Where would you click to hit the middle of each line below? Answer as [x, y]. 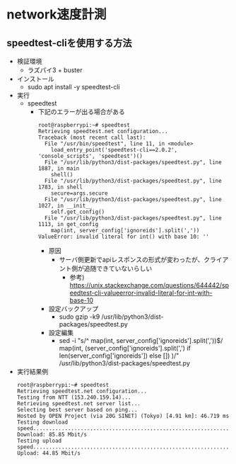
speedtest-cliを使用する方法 [69, 43]
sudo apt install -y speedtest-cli [74, 87]
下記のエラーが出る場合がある [81, 112]
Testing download [42, 422]
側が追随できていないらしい [112, 268]
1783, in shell [60, 187]
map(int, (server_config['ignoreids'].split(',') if [125, 348]
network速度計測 [57, 15]
